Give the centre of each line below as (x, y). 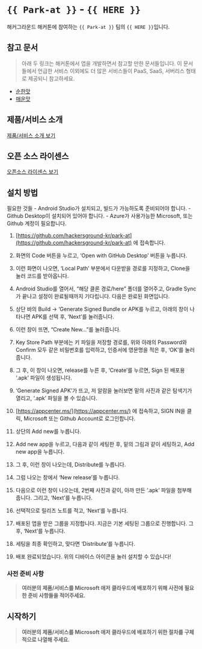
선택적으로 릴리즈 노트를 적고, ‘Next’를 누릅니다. (72, 511)
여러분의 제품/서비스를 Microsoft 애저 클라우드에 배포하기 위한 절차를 (102, 632)
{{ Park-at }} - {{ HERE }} (74, 9)
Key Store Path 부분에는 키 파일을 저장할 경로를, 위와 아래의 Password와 (101, 342)
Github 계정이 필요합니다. (37, 223)
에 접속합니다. (149, 243)
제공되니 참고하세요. (51, 78)
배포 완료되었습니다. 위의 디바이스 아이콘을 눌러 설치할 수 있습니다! (93, 557)
